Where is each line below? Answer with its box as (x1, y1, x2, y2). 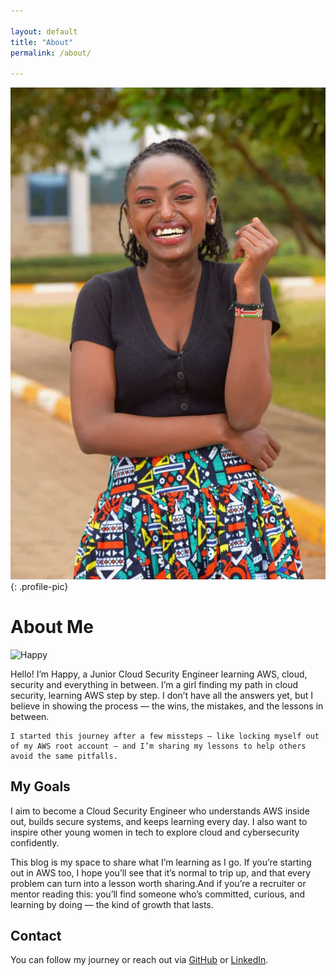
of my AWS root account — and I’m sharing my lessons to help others (10, 741, 307, 751)
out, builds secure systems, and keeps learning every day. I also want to (10, 815, 308, 827)
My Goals (10, 778, 71, 795)
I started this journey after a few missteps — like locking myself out (10, 731, 320, 741)
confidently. (10, 836, 60, 849)
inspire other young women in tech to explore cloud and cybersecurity (10, 826, 300, 838)
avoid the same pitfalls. (10, 751, 118, 761)
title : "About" (10, 37, 74, 47)
